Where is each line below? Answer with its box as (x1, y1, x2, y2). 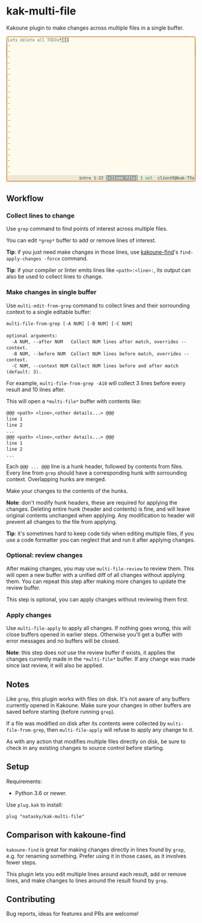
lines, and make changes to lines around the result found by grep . (6, 877, 168, 884)
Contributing (6, 894, 55, 904)
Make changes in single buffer (6, 288, 97, 297)
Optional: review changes (6, 551, 83, 559)
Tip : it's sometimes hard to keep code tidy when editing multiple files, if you (6, 529, 194, 537)
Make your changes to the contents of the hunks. (6, 487, 128, 494)
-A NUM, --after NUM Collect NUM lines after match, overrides (11, 339, 179, 345)
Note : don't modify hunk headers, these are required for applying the (6, 499, 177, 506)
